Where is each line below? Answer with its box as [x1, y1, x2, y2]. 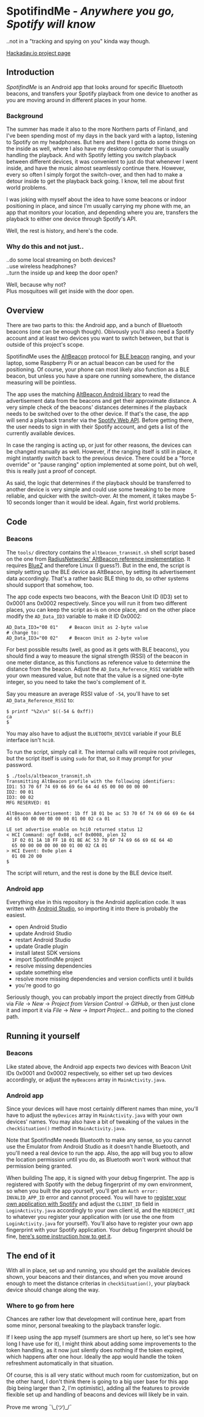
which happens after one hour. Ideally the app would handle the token [6, 1353, 181, 1361]
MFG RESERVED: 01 [6, 800, 51, 806]
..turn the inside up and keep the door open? [6, 269, 118, 276]
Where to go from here [6, 1301, 75, 1309]
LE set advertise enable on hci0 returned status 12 [6, 826, 143, 833]
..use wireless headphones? [6, 263, 77, 270]
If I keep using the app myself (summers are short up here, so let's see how [6, 1334, 196, 1341]
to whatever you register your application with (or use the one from [6, 1213, 175, 1221]
